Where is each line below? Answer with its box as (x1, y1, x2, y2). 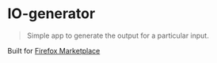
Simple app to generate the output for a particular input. (26, 31, 209, 40)
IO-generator (7, 5, 96, 23)
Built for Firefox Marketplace (7, 46, 101, 55)
